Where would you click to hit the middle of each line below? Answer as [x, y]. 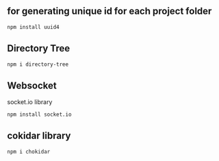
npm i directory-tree [38, 64]
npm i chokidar [29, 151]
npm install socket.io [39, 115]
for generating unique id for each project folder [109, 11]
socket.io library [30, 102]
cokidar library [39, 136]
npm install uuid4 [33, 27]
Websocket [32, 85]
